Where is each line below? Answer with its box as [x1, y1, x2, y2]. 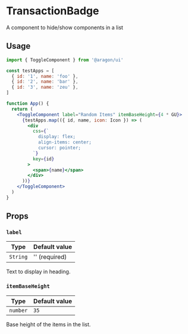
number [9, 307, 28, 314]
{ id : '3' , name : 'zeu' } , [11, 85, 79, 90]
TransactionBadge [6, 4, 99, 18]
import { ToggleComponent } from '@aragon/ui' [6, 57, 124, 63]
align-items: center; [37, 139, 92, 145]
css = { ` [32, 128, 49, 135]
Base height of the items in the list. [6, 320, 91, 328]
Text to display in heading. [6, 268, 71, 275]
